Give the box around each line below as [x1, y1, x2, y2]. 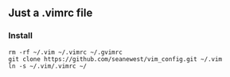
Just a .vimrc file [8, 6, 93, 20]
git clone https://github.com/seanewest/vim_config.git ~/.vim [8, 55, 223, 63]
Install [8, 30, 33, 41]
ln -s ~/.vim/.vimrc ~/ [8, 62, 88, 70]
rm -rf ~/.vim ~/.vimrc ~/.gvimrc [8, 48, 123, 56]
